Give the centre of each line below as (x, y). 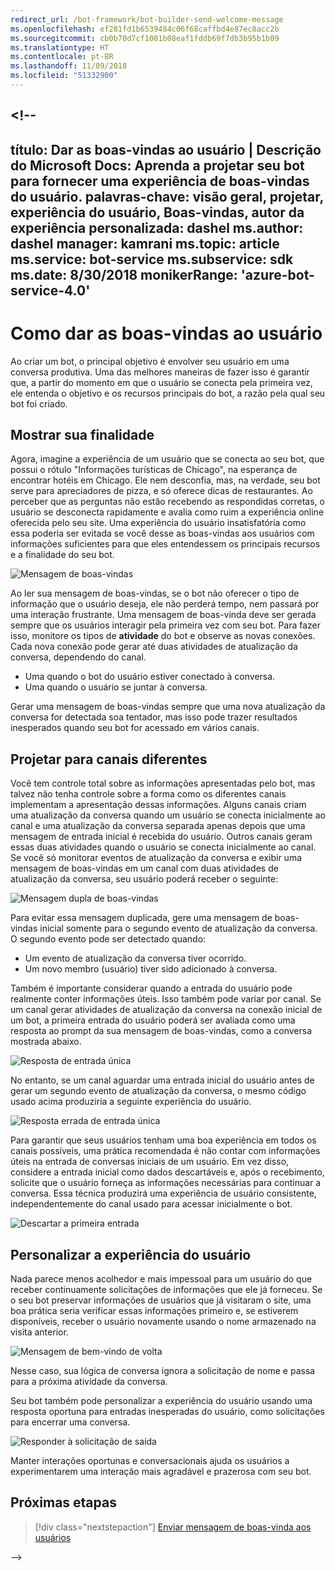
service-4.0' (50, 290)
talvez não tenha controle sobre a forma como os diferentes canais (148, 794)
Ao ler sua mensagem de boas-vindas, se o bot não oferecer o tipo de (155, 593)
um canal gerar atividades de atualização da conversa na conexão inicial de (166, 1010)
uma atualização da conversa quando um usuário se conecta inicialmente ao (168, 815)
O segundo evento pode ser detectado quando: (108, 939)
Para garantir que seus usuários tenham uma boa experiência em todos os (163, 1140)
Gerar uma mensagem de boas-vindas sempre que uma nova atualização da (168, 707)
